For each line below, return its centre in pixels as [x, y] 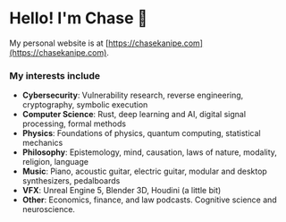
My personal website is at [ [59, 43]
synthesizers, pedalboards [71, 181]
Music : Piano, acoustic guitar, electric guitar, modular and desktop [145, 171]
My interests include [55, 75]
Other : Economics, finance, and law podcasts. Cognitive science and [149, 200]
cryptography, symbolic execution [85, 105]
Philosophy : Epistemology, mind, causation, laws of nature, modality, [149, 152]
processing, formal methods [74, 124]
